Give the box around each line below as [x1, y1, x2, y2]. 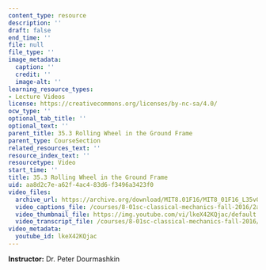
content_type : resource [8, 11, 87, 20]
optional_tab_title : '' [8, 115, 87, 123]
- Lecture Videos [8, 93, 66, 101]
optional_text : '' [8, 122, 69, 130]
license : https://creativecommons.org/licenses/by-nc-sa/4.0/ [8, 100, 218, 108]
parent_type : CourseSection [8, 136, 101, 145]
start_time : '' [8, 166, 59, 174]
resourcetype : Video [8, 159, 77, 167]
